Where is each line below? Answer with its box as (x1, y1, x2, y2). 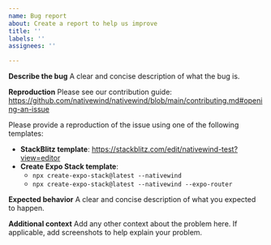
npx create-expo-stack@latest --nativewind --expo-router (32, 180, 233, 189)
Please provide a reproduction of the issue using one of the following (8, 120, 239, 130)
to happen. (8, 204, 45, 213)
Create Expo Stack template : (19, 161, 119, 171)
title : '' (8, 27, 42, 35)
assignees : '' (8, 42, 57, 50)
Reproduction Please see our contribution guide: (8, 87, 173, 97)
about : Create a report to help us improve (8, 19, 158, 28)
